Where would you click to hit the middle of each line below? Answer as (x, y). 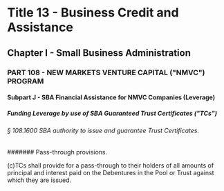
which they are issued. (39, 180)
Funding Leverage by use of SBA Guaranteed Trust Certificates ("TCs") (112, 113)
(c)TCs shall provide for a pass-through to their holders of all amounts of (111, 165)
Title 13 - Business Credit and (93, 13)
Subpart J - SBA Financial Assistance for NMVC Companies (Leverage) (111, 97)
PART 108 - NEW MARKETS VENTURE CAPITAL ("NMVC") (106, 72)
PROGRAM (26, 81)
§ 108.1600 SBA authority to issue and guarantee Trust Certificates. (103, 131)
